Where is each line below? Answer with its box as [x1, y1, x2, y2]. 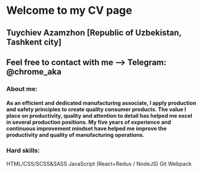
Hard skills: [6, 147, 40, 155]
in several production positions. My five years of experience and [6, 118, 171, 126]
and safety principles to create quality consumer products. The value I [6, 106, 186, 113]
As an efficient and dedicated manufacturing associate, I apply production [6, 100, 197, 107]
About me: [6, 85, 38, 93]
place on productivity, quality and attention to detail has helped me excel [6, 112, 193, 120]
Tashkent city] [6, 37, 62, 47]
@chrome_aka [6, 67, 62, 77]
